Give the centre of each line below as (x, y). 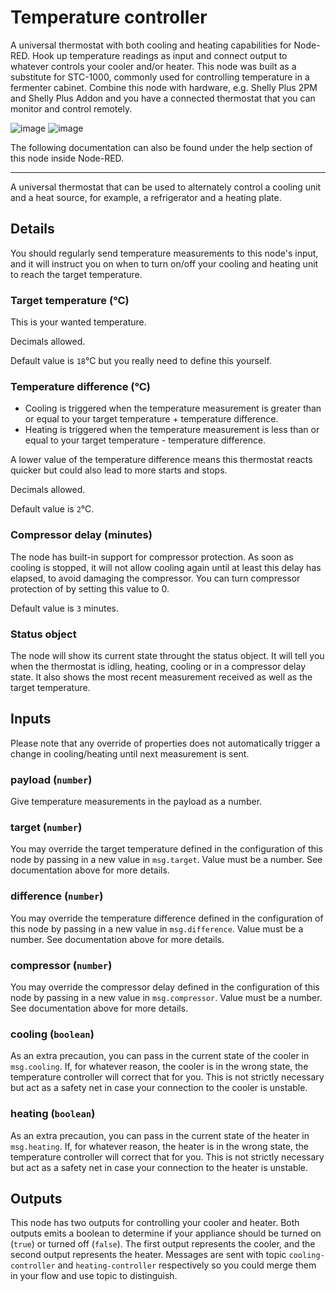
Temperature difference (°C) (80, 386)
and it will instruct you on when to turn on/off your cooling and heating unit (164, 263)
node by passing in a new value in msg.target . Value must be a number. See (166, 860)
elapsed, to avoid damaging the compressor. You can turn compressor (155, 578)
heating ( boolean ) (53, 1114)
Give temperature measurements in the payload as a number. (136, 802)
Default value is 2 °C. (52, 509)
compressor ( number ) (61, 965)
